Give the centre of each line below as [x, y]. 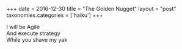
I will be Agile [23, 27]
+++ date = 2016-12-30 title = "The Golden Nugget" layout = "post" [91, 9]
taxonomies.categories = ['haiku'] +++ [55, 15]
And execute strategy [33, 33]
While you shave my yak [37, 40]
